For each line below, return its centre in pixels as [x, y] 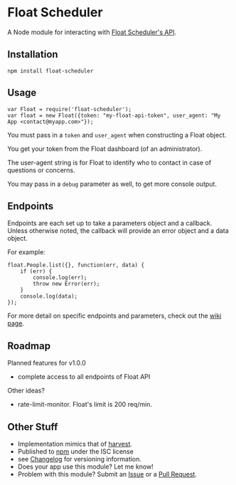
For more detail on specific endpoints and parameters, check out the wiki [114, 316]
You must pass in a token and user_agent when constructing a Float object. [117, 135]
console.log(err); [60, 278]
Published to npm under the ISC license [75, 452]
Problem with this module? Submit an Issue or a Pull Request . [107, 474]
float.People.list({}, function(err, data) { [76, 265]
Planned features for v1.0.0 [47, 363]
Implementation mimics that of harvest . [75, 444]
